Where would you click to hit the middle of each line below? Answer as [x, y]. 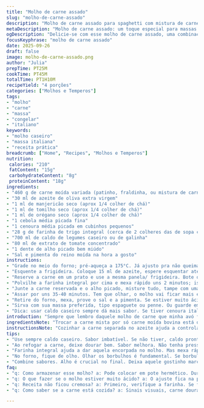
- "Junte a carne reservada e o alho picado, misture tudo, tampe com [97, 288]
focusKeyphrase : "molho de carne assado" [59, 40]
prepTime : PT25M [27, 68]
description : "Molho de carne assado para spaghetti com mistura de [95, 23]
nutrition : [20, 158]
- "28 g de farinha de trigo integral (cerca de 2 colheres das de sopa [100, 232]
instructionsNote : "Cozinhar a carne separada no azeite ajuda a [90, 328]
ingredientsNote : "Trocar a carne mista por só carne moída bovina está [100, 322]
